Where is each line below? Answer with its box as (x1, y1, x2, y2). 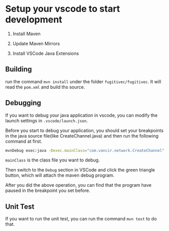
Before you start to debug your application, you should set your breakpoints (5, 127, 164, 134)
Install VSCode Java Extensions (12, 50, 79, 56)
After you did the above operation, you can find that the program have (5, 182, 152, 188)
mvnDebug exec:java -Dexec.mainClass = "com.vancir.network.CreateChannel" (5, 148, 165, 153)
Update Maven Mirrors (12, 40, 60, 46)
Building (5, 65, 32, 74)
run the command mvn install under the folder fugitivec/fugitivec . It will (5, 78, 161, 84)
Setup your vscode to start (5, 3, 120, 15)
